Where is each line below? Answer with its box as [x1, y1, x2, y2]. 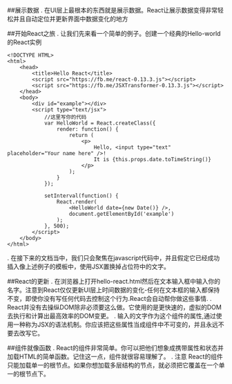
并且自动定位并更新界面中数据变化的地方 [12, 15, 128, 23]
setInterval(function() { [43, 192, 119, 199]
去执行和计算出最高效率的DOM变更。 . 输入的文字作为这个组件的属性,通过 [7, 312, 216, 320]
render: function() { [56, 126, 119, 133]
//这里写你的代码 [43, 113, 87, 120]
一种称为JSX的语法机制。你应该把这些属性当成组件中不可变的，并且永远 [12, 320, 219, 329]
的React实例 [7, 38, 42, 46]
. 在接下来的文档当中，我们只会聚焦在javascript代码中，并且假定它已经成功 [7, 254, 220, 262]
